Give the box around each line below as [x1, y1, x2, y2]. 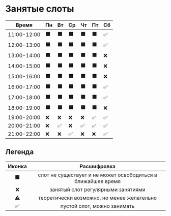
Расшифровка [79, 163, 116, 170]
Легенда [5, 148, 34, 157]
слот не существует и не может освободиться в [38, 171, 157, 178]
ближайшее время [74, 177, 121, 184]
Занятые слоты [5, 3, 74, 15]
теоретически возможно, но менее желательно [38, 194, 157, 201]
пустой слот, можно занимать [60, 202, 135, 209]
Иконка [8, 163, 27, 170]
